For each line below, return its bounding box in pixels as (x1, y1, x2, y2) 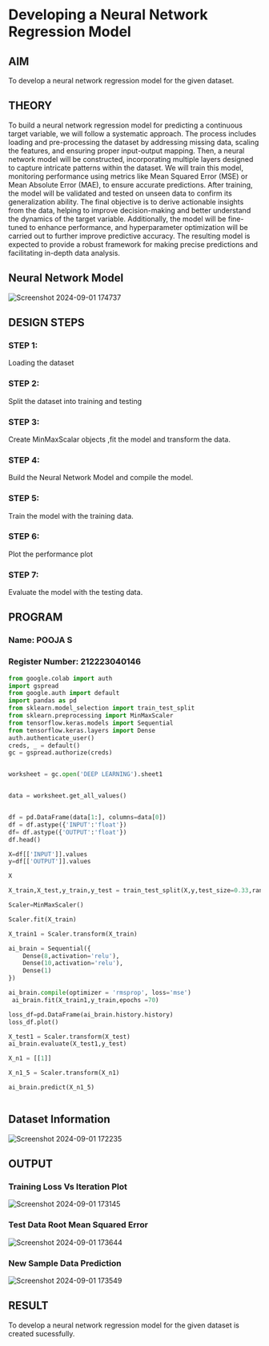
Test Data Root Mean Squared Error (8, 1219, 148, 1231)
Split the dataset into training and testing (8, 396, 143, 406)
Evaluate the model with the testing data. (8, 588, 143, 597)
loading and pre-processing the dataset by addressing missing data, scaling (8, 137, 259, 147)
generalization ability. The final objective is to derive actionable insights (8, 196, 244, 206)
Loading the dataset (8, 358, 74, 368)
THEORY (8, 99, 53, 113)
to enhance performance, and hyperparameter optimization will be (29, 222, 248, 232)
